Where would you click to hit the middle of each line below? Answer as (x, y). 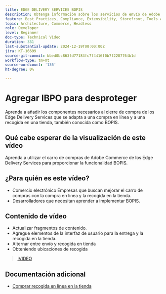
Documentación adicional (45, 274)
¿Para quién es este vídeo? (47, 178)
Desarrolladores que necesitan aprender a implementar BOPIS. (76, 201)
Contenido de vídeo (36, 216)
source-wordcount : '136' (31, 65)
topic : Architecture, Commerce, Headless (48, 23)
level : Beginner (22, 33)
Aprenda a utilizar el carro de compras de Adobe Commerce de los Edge (79, 157)
